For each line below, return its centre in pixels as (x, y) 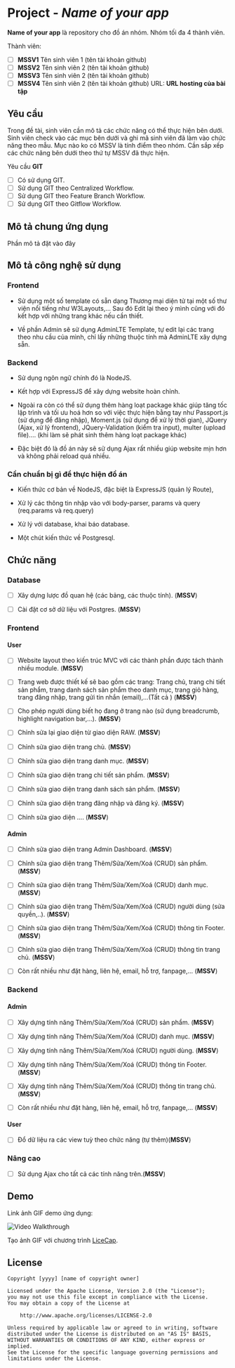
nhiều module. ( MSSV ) (51, 669)
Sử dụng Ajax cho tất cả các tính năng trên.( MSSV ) (92, 1174)
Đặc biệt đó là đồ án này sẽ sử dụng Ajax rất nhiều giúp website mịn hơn (122, 449)
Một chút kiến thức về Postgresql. (66, 538)
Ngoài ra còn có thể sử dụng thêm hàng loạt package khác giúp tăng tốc (122, 405)
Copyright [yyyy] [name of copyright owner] (73, 1279)
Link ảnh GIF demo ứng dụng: (50, 1213)
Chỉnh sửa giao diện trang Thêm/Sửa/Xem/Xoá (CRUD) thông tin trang (119, 950)
